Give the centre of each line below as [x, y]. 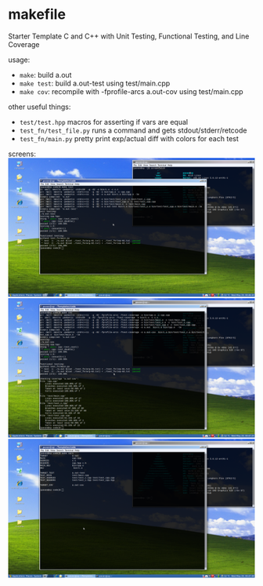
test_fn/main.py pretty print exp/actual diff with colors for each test [129, 138]
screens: [22, 154]
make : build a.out [45, 75]
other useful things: [40, 107]
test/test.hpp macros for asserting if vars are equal [104, 122]
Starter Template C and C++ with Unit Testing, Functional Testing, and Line [129, 36]
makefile [37, 15]
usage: [19, 60]
